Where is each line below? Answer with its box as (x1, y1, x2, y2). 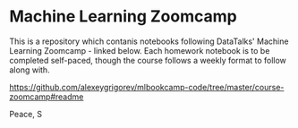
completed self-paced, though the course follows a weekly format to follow (9, 55, 286, 65)
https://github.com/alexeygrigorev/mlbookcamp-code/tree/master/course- (9, 81, 285, 92)
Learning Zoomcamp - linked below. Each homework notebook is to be (9, 45, 270, 55)
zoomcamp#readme (9, 91, 84, 102)
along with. (9, 64, 51, 75)
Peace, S (9, 108, 43, 119)
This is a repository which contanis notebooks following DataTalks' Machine (9, 36, 289, 47)
